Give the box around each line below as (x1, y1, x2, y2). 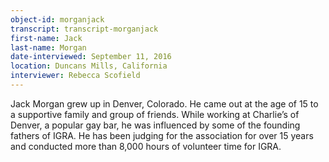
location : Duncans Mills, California (10, 61, 168, 71)
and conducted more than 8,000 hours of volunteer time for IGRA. (10, 140, 282, 152)
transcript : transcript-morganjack (10, 24, 159, 34)
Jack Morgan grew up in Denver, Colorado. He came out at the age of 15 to (10, 97, 319, 110)
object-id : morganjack (10, 14, 105, 25)
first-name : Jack (10, 33, 83, 43)
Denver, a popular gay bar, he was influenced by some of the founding (10, 119, 301, 131)
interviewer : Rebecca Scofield (10, 71, 141, 81)
